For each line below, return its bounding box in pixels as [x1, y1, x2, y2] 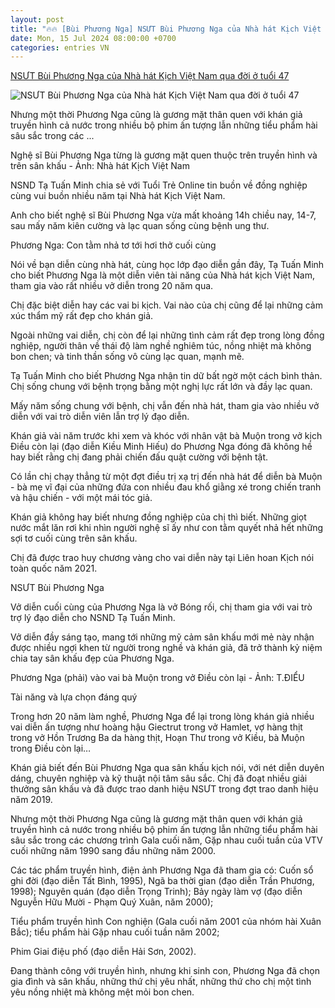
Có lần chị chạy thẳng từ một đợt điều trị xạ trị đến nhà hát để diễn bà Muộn [10, 471, 323, 483]
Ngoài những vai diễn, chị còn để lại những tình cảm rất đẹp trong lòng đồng [10, 329, 325, 341]
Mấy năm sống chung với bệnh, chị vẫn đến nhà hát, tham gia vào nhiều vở [10, 400, 320, 412]
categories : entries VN [10, 42, 110, 53]
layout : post [10, 14, 65, 25]
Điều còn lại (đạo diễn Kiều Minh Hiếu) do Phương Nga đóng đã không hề [10, 441, 313, 453]
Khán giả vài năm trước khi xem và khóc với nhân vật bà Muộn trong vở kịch [10, 430, 323, 442]
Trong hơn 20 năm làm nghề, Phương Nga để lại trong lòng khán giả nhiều [10, 711, 315, 723]
